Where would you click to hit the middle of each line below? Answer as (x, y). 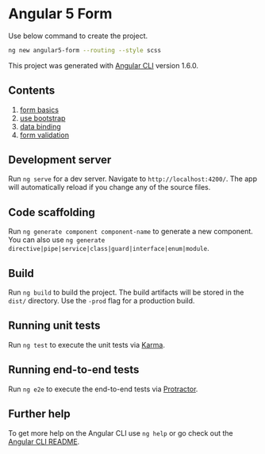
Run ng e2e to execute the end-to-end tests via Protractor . (103, 389)
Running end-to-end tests (74, 370)
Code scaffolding (52, 212)
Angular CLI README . (44, 441)
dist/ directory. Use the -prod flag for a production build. (102, 301)
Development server (60, 160)
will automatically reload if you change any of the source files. (109, 187)
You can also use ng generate (57, 240)
